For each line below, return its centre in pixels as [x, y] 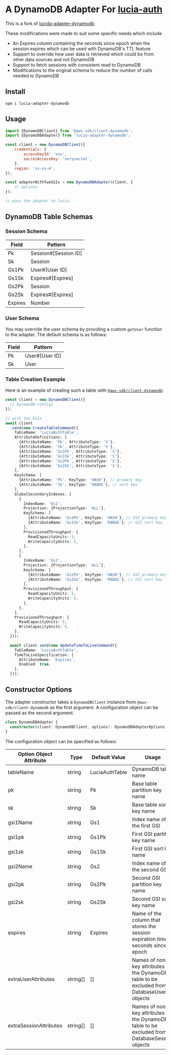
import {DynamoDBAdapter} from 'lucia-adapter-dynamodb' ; [68, 136]
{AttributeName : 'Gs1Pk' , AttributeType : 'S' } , [70, 451]
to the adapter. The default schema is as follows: [56, 334]
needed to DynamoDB [36, 75]
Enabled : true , [35, 664]
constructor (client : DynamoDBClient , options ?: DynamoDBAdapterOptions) [89, 727]
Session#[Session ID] [56, 253]
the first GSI [146, 825]
